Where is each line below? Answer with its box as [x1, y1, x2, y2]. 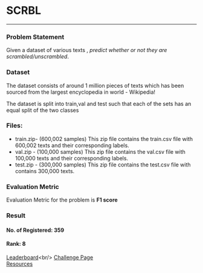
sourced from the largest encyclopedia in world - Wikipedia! [6, 88, 156, 96]
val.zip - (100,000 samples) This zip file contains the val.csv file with [14, 148, 186, 155]
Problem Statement [6, 33, 65, 41]
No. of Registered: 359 [6, 226, 65, 234]
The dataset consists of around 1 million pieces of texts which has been [6, 82, 184, 89]
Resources [6, 260, 33, 267]
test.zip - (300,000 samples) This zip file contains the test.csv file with [14, 161, 192, 168]
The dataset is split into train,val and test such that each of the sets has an [6, 100, 192, 107]
